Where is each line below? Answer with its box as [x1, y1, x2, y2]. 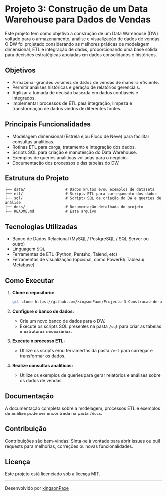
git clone [12, 299, 33, 304]
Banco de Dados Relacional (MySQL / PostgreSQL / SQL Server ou [12, 236, 149, 242]
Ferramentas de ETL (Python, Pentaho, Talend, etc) [12, 251, 118, 257]
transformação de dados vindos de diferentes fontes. [12, 105, 122, 111]
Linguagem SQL [12, 246, 46, 252]
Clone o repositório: [12, 290, 55, 295]
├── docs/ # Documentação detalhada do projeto [5, 205, 143, 210]
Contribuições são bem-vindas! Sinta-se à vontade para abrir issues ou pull [5, 438, 160, 444]
